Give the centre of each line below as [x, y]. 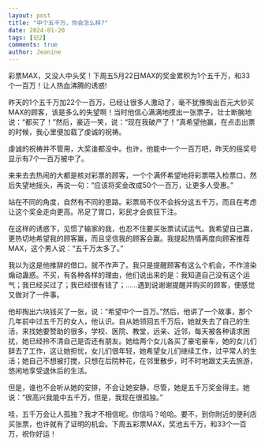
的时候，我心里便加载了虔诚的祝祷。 [67, 132]
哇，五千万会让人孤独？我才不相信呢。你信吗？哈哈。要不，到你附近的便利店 [132, 414]
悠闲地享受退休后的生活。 [50, 371]
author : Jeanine [35, 52]
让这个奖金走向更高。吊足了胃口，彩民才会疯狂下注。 [95, 212]
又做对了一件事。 [36, 294]
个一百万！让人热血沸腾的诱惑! [58, 85]
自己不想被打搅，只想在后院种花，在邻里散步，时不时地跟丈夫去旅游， [143, 361]
